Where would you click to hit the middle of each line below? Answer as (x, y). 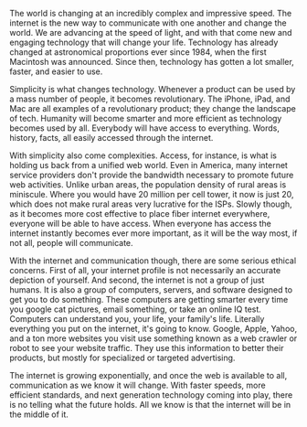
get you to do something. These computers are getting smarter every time (149, 299)
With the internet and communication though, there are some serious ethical (153, 261)
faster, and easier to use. (56, 71)
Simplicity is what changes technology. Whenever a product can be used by (153, 89)
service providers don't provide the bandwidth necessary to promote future (152, 175)
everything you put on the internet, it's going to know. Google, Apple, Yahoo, (153, 329)
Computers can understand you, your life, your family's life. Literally (137, 319)
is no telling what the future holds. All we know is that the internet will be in (150, 405)
